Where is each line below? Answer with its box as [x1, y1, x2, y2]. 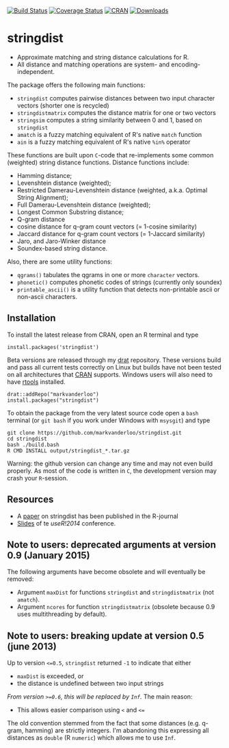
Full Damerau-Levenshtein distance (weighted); [16, 201, 151, 209]
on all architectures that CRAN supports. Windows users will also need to [7, 370, 213, 378]
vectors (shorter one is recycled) [16, 101, 109, 109]
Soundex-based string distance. [16, 244, 108, 253]
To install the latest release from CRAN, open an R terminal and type [7, 331, 199, 339]
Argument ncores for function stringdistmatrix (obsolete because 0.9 [16, 603, 215, 611]
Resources [7, 493, 54, 506]
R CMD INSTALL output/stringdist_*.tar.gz [7, 447, 130, 454]
